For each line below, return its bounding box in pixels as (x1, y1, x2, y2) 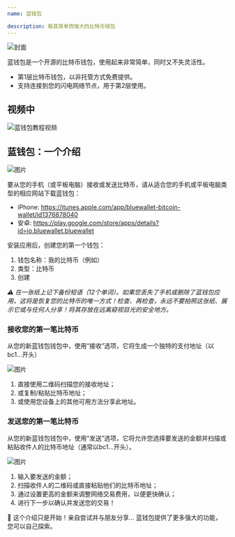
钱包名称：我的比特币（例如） (17, 256, 103, 264)
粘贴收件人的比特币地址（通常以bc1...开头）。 (7, 442, 135, 451)
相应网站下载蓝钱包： (19, 189, 81, 197)
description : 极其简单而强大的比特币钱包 (7, 22, 116, 30)
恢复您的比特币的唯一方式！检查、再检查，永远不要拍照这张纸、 (37, 297, 221, 305)
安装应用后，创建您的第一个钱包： (7, 241, 105, 250)
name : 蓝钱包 (7, 10, 42, 17)
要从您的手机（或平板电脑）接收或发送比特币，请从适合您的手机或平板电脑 (7, 181, 221, 189)
